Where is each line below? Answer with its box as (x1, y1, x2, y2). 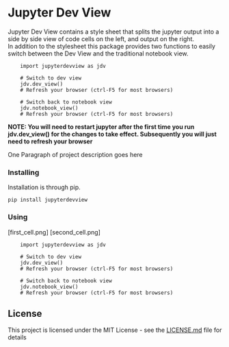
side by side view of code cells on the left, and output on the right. (8, 34, 194, 43)
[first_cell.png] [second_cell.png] (8, 228, 101, 236)
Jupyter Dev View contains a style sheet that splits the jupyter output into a (8, 27, 219, 36)
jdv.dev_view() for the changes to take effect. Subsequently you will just (8, 130, 217, 138)
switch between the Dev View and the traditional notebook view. (8, 49, 189, 58)
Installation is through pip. (8, 183, 81, 191)
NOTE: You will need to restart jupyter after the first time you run (8, 122, 195, 131)
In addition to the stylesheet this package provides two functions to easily (8, 42, 216, 50)
